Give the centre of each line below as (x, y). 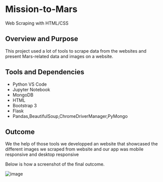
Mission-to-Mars (41, 9)
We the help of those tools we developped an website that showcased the (81, 144)
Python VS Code (30, 84)
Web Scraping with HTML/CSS (37, 23)
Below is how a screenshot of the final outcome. (55, 164)
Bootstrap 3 (25, 105)
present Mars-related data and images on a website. (59, 56)
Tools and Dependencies (45, 72)
